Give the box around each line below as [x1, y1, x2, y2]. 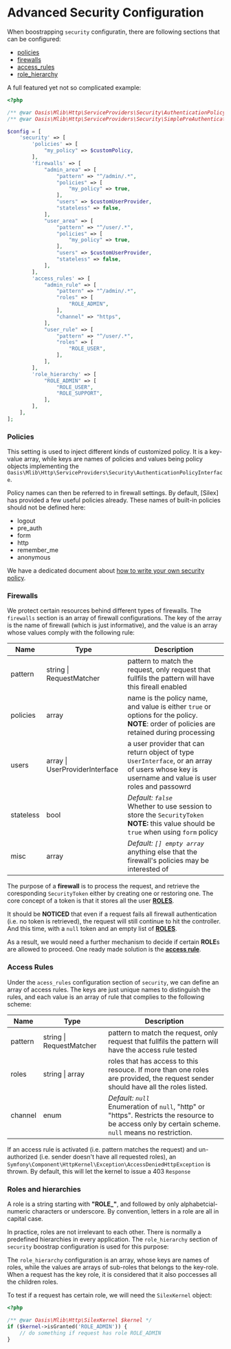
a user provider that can [127, 739, 205, 749]
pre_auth [16, 524, 43, 532]
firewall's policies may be [127, 856, 210, 866]
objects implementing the [7, 462, 79, 470]
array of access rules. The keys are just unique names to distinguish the [7, 985, 211, 994]
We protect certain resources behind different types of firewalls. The [7, 606, 201, 615]
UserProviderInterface [46, 765, 119, 774]
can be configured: [7, 34, 61, 43]
